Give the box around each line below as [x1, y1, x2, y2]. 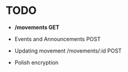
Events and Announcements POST [14, 35, 101, 42]
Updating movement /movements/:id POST [14, 47, 122, 54]
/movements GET [14, 24, 60, 31]
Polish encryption [14, 59, 59, 66]
